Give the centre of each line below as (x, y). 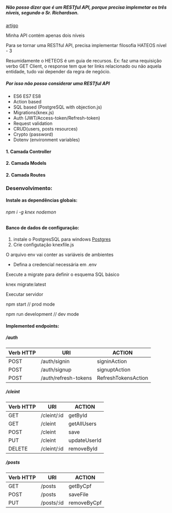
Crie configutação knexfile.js (44, 245)
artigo (12, 25)
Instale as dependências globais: (42, 200)
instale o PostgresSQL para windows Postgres (62, 239)
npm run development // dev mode (42, 314)
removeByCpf (85, 503)
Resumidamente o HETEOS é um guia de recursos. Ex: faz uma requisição (84, 60)
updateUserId (85, 440)
